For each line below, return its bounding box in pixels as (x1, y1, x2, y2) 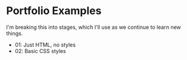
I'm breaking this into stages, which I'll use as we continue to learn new (6, 24, 182, 31)
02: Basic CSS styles (14, 47, 67, 54)
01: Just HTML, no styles (14, 41, 76, 48)
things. (6, 29, 23, 36)
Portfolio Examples (6, 4, 102, 18)
